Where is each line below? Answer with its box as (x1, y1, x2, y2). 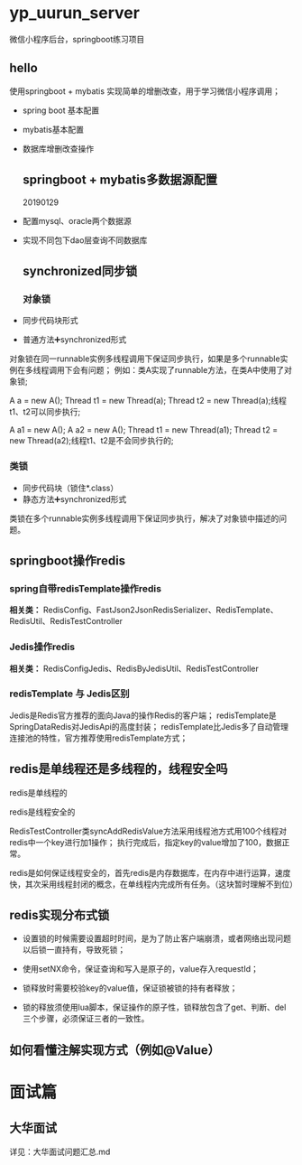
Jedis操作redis (9, 640, 75, 653)
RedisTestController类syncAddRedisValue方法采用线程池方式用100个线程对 (9, 825, 288, 836)
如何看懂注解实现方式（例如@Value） (9, 1042, 221, 1058)
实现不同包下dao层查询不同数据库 (22, 234, 148, 246)
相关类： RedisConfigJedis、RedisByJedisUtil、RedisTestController (9, 663, 260, 674)
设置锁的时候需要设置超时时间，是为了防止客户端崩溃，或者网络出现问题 (22, 933, 291, 944)
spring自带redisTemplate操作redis (9, 582, 162, 594)
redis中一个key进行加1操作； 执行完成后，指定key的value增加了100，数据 (9, 836, 282, 847)
